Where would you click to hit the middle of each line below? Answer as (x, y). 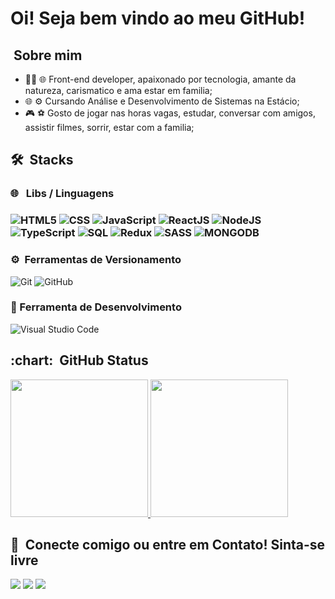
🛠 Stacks (42, 160)
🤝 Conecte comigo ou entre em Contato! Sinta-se (168, 545)
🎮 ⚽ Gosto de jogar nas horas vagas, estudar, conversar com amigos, (170, 113)
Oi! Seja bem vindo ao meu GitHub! (158, 18)
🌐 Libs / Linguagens (62, 194)
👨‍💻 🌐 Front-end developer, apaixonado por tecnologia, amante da (160, 79)
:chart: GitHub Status (79, 360)
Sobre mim (48, 55)
